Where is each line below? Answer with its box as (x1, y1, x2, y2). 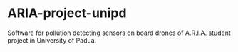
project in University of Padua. (7, 36, 97, 44)
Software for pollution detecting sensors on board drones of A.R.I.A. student (7, 28, 231, 37)
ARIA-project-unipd (7, 5, 127, 21)
